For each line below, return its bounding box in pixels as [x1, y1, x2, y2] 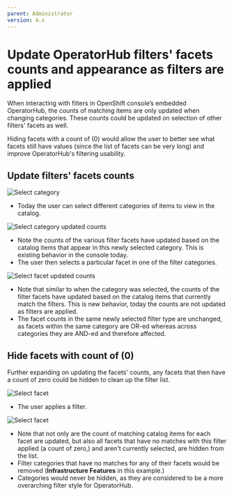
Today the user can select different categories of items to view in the [17, 202, 215, 210]
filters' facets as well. [7, 121, 68, 129]
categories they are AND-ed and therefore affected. [17, 330, 166, 338]
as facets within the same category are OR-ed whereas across [17, 322, 197, 330]
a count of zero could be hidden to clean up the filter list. [7, 376, 171, 384]
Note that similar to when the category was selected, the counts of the [17, 285, 220, 294]
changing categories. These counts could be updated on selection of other [7, 114, 222, 122]
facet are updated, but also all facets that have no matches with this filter [17, 437, 227, 445]
